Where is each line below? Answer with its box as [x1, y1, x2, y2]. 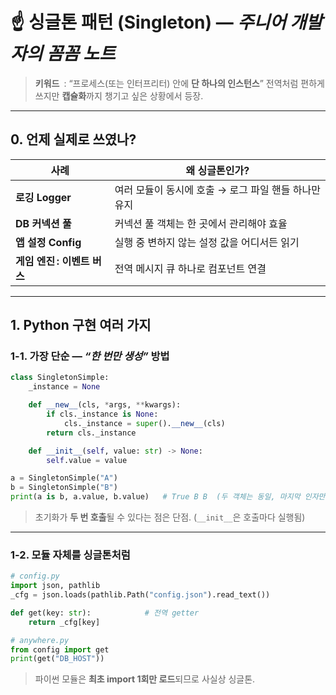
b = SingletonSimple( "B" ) [10, 483, 118, 493]
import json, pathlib [10, 581, 101, 591]
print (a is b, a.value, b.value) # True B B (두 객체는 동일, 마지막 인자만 [10, 492, 326, 502]
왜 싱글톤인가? [185, 163, 250, 177]
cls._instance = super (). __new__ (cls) [63, 418, 226, 428]
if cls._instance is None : [46, 409, 159, 420]
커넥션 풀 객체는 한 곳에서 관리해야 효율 [114, 216, 288, 230]
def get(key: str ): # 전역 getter [10, 608, 200, 618]
